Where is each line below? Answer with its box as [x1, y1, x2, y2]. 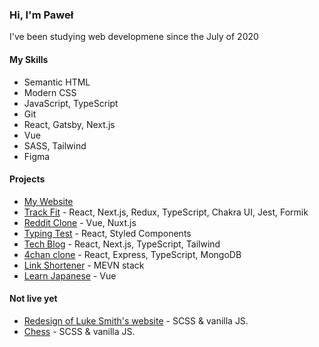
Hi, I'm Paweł [9, 8, 74, 22]
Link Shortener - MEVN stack [23, 259, 145, 271]
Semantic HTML [23, 76, 91, 88]
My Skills [9, 53, 49, 65]
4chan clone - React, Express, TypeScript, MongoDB [23, 248, 242, 260]
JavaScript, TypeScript [23, 97, 119, 109]
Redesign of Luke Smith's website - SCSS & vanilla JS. [23, 314, 249, 327]
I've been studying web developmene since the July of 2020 [9, 31, 259, 43]
